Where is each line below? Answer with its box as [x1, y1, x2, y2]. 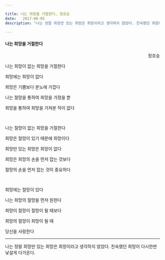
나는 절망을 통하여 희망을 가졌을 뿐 [5, 94, 71, 100]
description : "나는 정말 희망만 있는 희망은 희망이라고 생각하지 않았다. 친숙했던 [5, 21, 150, 26]
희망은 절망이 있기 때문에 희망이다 [5, 135, 70, 141]
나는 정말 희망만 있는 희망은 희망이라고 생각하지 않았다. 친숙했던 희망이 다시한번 [5, 243, 157, 249]
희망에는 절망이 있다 [5, 186, 43, 192]
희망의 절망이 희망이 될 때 [5, 218, 54, 224]
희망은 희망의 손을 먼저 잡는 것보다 [5, 156, 71, 162]
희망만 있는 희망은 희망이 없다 [5, 145, 62, 151]
